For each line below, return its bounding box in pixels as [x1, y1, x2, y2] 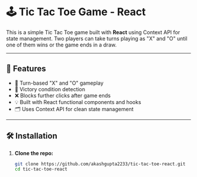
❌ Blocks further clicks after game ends [14, 92, 111, 99]
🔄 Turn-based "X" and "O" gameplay [14, 79, 104, 86]
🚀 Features [6, 64, 46, 74]
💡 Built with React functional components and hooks [14, 98, 142, 105]
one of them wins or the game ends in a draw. [6, 41, 117, 48]
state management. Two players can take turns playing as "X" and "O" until [6, 35, 188, 42]
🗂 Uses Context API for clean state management [14, 105, 134, 112]
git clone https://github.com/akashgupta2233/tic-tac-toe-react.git [14, 161, 186, 167]
